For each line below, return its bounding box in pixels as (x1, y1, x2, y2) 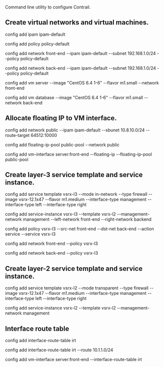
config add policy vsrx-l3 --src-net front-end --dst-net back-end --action (5, 226, 154, 232)
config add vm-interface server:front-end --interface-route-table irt (5, 357, 142, 363)
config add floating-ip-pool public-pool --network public (5, 142, 120, 148)
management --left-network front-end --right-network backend (23, 216, 152, 222)
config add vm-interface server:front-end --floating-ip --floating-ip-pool (5, 151, 152, 157)
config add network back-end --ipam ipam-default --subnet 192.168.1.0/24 (5, 65, 156, 71)
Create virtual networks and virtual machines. (5, 18, 149, 26)
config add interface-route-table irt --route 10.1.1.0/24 (5, 347, 113, 353)
